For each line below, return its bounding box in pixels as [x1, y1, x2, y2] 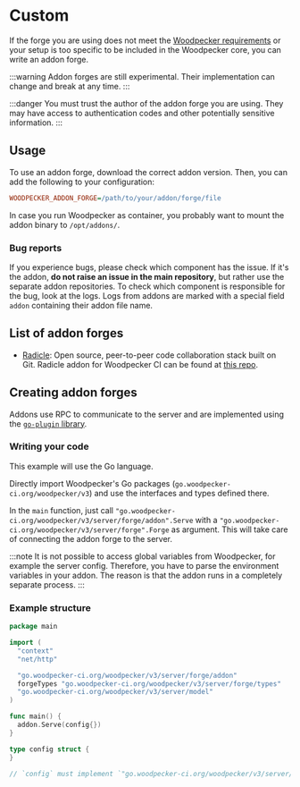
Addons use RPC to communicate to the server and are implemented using [9, 409, 284, 419]
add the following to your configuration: [9, 176, 154, 187]
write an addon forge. [9, 54, 89, 64]
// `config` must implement [9, 769, 114, 778]
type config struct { [9, 744, 90, 754]
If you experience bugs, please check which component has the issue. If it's [9, 261, 289, 273]
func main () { [9, 712, 62, 721]
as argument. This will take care [171, 524, 288, 535]
